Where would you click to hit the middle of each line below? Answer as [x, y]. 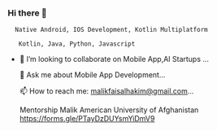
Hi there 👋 [28, 13]
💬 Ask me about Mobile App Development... [92, 75]
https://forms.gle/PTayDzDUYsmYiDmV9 [87, 119]
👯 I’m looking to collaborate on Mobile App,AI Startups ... [114, 59]
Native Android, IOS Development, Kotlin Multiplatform [111, 30]
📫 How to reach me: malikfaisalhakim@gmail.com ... [106, 91]
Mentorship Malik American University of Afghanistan [109, 110]
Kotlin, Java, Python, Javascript [77, 44]
